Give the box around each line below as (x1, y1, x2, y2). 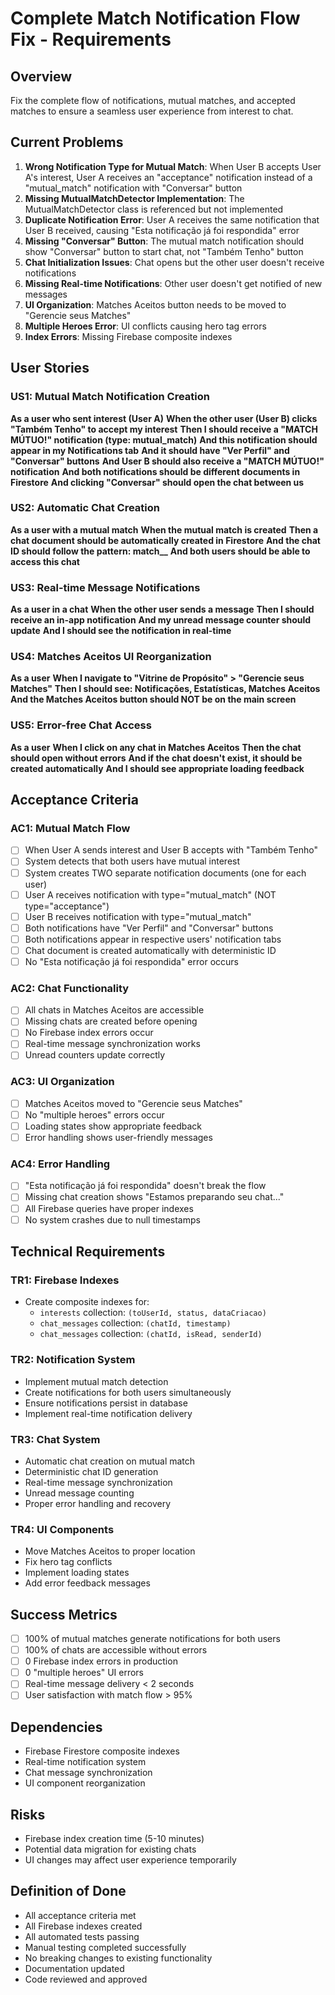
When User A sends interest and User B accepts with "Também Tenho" (24, 844, 318, 856)
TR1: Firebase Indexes (10, 1273, 120, 1287)
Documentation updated (24, 1962, 125, 1974)
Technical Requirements (10, 1243, 166, 1261)
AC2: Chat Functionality (10, 981, 130, 995)
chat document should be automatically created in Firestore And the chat (10, 534, 321, 546)
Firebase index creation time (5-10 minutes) (24, 1833, 205, 1845)
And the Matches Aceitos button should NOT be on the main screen (10, 693, 297, 706)
